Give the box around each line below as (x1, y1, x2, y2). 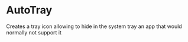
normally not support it (6, 29, 62, 36)
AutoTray (6, 3, 53, 17)
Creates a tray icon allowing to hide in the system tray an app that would (6, 23, 182, 30)
